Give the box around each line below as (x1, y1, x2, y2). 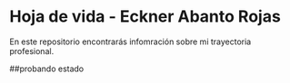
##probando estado (9, 63, 85, 74)
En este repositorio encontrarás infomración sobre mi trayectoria (9, 36, 252, 47)
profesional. (9, 45, 55, 56)
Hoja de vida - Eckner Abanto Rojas (9, 6, 282, 27)
